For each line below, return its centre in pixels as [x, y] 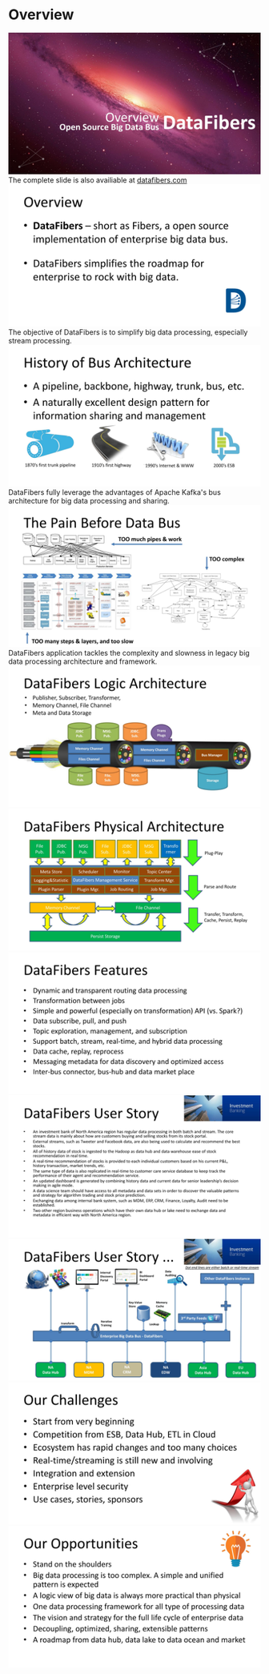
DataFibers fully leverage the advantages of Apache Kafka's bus [115, 492]
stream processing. [40, 340]
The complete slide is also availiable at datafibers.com [98, 180]
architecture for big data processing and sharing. [89, 501]
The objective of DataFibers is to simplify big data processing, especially [128, 332]
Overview [41, 15]
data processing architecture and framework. [83, 661]
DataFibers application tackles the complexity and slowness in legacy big [129, 652]
